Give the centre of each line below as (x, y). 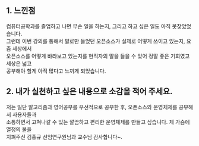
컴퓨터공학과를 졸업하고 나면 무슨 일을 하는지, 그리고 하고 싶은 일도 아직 (89, 26)
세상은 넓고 (19, 63)
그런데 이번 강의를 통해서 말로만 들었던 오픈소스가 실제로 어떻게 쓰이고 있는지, (96, 41)
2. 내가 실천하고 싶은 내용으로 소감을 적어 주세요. (89, 91)
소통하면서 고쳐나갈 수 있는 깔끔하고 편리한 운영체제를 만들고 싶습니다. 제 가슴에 (98, 122)
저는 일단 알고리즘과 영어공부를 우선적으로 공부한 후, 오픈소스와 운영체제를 (92, 107)
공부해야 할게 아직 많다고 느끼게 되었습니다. (56, 71)
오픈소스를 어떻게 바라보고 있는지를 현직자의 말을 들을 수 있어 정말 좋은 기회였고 (98, 56)
